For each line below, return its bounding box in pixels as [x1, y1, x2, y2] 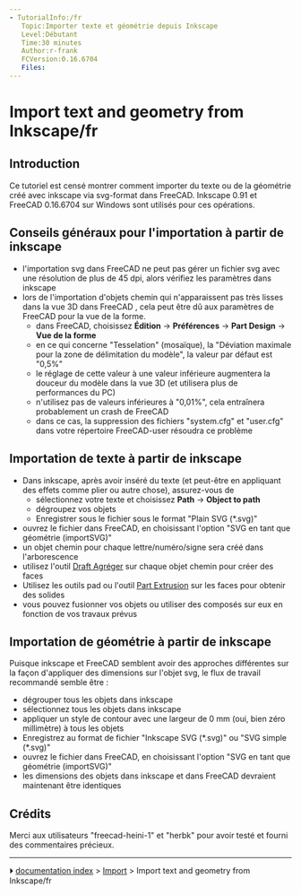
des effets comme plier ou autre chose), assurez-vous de [21, 484, 235, 495]
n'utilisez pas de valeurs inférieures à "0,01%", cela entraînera [35, 396, 265, 407]
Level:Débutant [21, 30, 78, 39]
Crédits [9, 806, 52, 821]
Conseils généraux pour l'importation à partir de [9, 225, 285, 240]
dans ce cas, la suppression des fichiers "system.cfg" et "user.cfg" [35, 415, 284, 426]
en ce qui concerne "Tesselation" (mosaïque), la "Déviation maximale [35, 339, 292, 350]
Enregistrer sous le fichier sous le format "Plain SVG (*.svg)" [35, 513, 258, 524]
